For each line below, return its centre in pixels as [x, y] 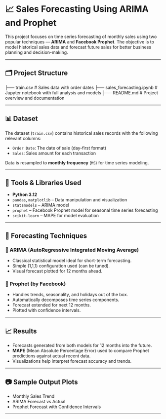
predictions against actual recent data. [51, 356]
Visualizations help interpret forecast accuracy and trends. [72, 361]
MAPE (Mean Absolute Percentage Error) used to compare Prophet [81, 351]
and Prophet [31, 23]
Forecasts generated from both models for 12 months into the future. [82, 345]
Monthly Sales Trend [33, 396]
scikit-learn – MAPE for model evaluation [55, 216]
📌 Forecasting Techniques [46, 236]
